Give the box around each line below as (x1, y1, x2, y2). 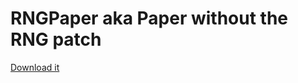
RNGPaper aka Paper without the (10, 7, 289, 30)
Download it (10, 61, 60, 73)
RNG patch (10, 28, 102, 51)
